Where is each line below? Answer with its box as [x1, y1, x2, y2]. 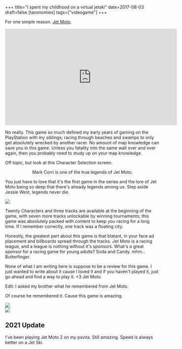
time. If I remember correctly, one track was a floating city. [5, 223, 124, 229]
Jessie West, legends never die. [5, 189, 70, 195]
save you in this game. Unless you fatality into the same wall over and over [5, 145, 156, 151]
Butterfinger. [5, 254, 31, 260]
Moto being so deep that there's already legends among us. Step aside [5, 184, 149, 189]
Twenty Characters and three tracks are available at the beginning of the [5, 208, 152, 214]
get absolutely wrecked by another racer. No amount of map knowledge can [5, 140, 159, 145]
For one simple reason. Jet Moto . [5, 19, 72, 25]
